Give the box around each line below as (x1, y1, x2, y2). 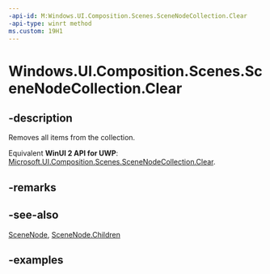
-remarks (8, 180, 57, 195)
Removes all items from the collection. (8, 133, 136, 143)
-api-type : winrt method (8, 19, 92, 28)
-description (8, 111, 73, 125)
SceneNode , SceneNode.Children (8, 229, 121, 239)
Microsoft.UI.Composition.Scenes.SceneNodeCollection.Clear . (8, 157, 216, 167)
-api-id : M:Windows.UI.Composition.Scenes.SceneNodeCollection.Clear (8, 11, 248, 20)
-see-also (8, 208, 59, 222)
